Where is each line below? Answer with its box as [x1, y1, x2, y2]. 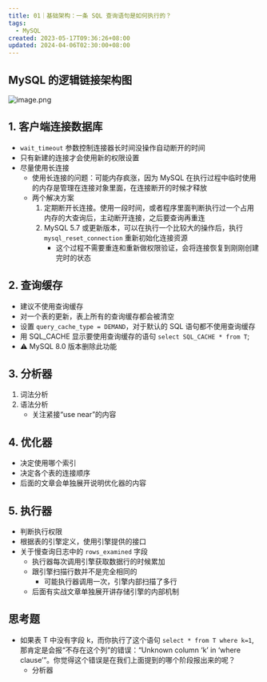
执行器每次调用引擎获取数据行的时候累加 [31, 557, 165, 566]
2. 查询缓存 [8, 279, 63, 292]
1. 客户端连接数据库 [8, 120, 103, 134]
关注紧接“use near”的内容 [31, 410, 117, 419]
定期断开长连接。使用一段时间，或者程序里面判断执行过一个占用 [43, 203, 254, 212]
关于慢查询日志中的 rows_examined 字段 [19, 547, 148, 556]
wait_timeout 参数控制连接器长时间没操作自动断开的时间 [19, 142, 205, 152]
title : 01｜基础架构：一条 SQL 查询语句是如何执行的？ [8, 11, 172, 20]
